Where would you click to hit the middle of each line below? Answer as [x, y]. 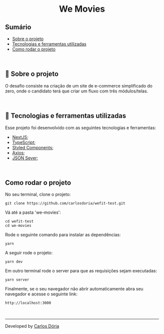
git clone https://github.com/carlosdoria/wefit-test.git [65, 203]
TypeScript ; [24, 142]
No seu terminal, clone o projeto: [38, 195]
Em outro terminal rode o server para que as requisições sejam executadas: [81, 271]
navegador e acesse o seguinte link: [41, 294]
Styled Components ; [33, 147]
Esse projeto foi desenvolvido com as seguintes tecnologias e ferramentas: [81, 128]
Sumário [18, 27]
